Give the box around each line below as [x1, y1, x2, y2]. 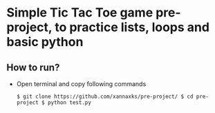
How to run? [6, 61, 60, 73]
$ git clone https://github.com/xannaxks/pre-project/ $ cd [16, 93, 194, 100]
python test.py [47, 99, 91, 106]
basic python [6, 34, 84, 50]
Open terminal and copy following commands [16, 80, 147, 88]
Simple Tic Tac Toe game [6, 5, 153, 21]
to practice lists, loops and [54, 19, 210, 35]
